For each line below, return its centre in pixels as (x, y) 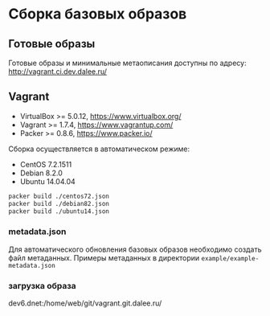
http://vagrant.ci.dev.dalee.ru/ (57, 72)
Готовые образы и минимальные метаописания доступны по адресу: (127, 63)
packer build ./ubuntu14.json (59, 211)
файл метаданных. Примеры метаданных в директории (104, 257)
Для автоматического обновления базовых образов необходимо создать (135, 249)
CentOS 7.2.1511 (46, 164)
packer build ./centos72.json (59, 196)
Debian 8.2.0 (41, 173)
